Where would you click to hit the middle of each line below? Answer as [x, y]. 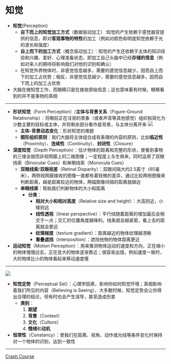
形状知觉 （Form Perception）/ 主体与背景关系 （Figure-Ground [78, 111]
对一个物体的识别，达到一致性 [44, 341]
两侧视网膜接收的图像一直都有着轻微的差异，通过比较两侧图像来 [98, 175]
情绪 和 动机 [39, 328]
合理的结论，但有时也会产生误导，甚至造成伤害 [66, 297]
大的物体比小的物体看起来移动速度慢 [51, 258]
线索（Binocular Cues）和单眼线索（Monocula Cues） [70, 163]
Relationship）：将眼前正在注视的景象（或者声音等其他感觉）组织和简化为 [89, 118]
